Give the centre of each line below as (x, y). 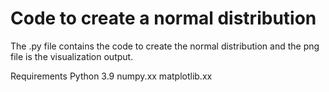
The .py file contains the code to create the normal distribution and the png (165, 46)
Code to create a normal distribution (163, 18)
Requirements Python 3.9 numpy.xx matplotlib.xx (111, 76)
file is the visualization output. (72, 56)
